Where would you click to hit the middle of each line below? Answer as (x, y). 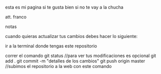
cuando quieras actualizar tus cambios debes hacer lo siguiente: (72, 36)
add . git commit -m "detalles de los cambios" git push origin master (75, 61)
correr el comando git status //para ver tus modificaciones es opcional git (80, 55)
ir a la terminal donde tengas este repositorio (51, 46)
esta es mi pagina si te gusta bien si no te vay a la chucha (64, 7)
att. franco (16, 17)
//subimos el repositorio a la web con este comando (59, 66)
